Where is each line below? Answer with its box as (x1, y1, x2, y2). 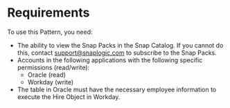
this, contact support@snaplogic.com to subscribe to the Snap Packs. (17, 48, 217, 57)
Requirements (7, 5, 90, 21)
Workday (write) (27, 78, 74, 86)
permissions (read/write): (17, 63, 90, 71)
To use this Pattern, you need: (7, 28, 93, 36)
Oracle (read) (27, 71, 66, 79)
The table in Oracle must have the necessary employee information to (17, 85, 217, 93)
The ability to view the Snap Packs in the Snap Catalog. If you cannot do (17, 41, 224, 49)
